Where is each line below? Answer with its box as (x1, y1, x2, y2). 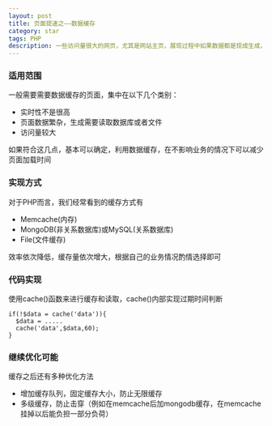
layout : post (8, 11, 53, 20)
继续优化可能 (8, 351, 59, 363)
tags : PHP (8, 34, 42, 43)
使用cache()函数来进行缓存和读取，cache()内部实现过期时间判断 (8, 294, 223, 304)
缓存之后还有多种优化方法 (8, 372, 94, 381)
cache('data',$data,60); (15, 325, 100, 333)
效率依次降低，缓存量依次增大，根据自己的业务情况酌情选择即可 (8, 252, 221, 262)
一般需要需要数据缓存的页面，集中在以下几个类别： (8, 90, 179, 100)
